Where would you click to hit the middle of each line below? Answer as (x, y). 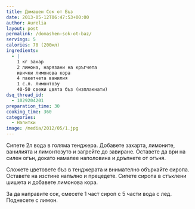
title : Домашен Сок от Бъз (40, 12)
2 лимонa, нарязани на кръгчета (57, 67)
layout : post (22, 28)
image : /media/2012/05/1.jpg (42, 128)
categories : (21, 117)
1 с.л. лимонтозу (38, 84)
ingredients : (22, 51)
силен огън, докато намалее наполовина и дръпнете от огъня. (86, 158)
